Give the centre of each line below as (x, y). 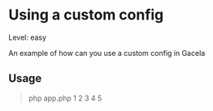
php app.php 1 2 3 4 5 (65, 98)
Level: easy (28, 37)
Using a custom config (86, 15)
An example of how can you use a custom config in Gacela (107, 53)
